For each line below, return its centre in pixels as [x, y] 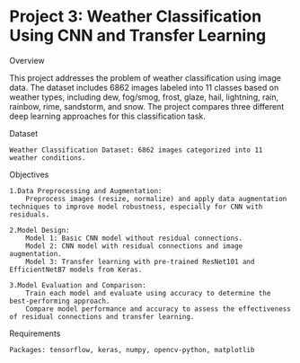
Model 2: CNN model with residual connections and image [134, 246]
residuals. [30, 214]
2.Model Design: [40, 230]
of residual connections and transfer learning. [102, 316]
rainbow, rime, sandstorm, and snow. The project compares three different [147, 106]
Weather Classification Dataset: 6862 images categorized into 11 [136, 150]
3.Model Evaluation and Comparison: [78, 285]
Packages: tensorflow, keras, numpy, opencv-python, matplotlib [132, 350]
